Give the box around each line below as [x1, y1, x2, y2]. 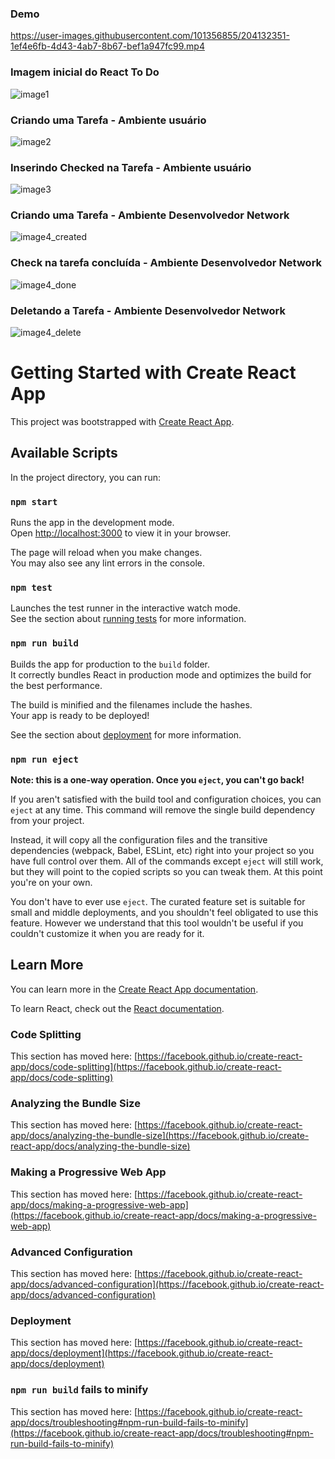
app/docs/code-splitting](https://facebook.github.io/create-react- [10, 1061, 282, 1073]
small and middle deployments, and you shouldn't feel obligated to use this [10, 907, 319, 919]
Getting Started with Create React [10, 362, 297, 384]
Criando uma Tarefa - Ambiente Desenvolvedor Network [10, 208, 290, 222]
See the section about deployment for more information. [10, 728, 242, 741]
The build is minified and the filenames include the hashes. [10, 698, 253, 711]
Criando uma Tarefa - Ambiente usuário [10, 113, 207, 127]
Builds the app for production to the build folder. [10, 658, 211, 670]
